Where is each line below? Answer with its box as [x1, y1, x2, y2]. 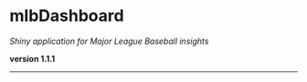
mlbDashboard [9, 5, 125, 26]
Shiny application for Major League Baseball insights [9, 36, 209, 46]
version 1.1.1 [9, 53, 56, 64]
